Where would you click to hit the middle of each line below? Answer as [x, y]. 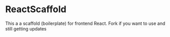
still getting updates [26, 28]
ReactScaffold [36, 9]
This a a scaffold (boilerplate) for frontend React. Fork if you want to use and [85, 23]
